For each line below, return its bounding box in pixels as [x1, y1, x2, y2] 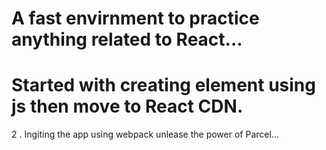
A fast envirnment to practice [11, 7, 260, 30]
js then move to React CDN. [11, 95, 244, 118]
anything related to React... [11, 28, 243, 51]
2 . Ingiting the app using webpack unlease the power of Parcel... [11, 128, 279, 141]
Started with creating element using [11, 74, 316, 97]
